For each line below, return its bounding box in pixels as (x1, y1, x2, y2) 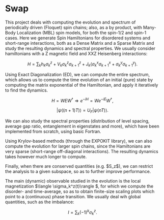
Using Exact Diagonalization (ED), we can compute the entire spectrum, (5, 72, 150, 78)
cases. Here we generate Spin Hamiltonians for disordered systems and (5, 35, 151, 41)
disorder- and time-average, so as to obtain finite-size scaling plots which (5, 188, 155, 194)
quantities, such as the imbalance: (5, 199, 75, 205)
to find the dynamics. (5, 87, 48, 94)
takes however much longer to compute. (5, 154, 87, 159)
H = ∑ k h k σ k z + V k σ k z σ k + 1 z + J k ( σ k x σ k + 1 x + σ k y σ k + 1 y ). (27, 60, 138, 68)
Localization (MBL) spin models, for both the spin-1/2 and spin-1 (17, 30, 146, 35)
